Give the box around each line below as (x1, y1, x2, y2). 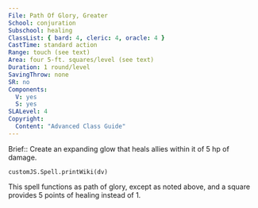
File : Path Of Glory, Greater (8, 11, 109, 20)
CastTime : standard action (8, 41, 98, 49)
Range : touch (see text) (8, 48, 90, 56)
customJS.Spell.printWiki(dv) (8, 168, 109, 175)
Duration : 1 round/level (8, 64, 90, 71)
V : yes (15, 93, 37, 101)
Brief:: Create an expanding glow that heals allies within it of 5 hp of (8, 144, 230, 153)
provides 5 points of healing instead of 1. (8, 190, 141, 199)
